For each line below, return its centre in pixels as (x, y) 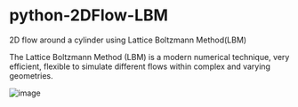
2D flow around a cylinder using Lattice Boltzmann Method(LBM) (128, 40)
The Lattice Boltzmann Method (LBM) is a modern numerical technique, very (149, 57)
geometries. (31, 75)
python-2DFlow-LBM (89, 15)
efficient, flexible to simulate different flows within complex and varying (140, 66)
